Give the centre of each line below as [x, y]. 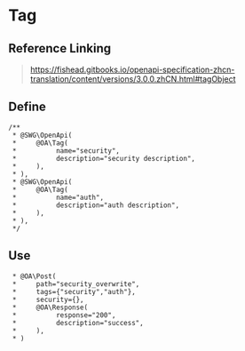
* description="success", [78, 323]
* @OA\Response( [50, 307]
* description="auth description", [95, 205]
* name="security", [66, 151]
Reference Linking [60, 48]
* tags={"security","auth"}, [74, 291]
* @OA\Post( [34, 276]
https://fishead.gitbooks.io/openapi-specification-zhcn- [132, 69]
